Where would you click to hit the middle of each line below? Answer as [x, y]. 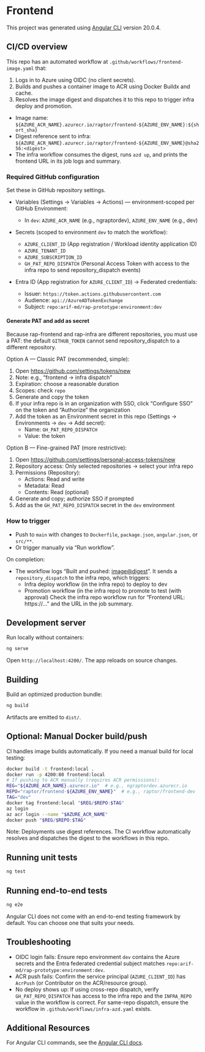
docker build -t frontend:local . [50, 769]
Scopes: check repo [40, 391]
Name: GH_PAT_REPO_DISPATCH [61, 429]
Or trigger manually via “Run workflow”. [65, 547]
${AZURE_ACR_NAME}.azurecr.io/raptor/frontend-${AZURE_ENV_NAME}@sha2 [107, 143]
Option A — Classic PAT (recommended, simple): [68, 359]
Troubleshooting [39, 942]
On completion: [26, 559]
